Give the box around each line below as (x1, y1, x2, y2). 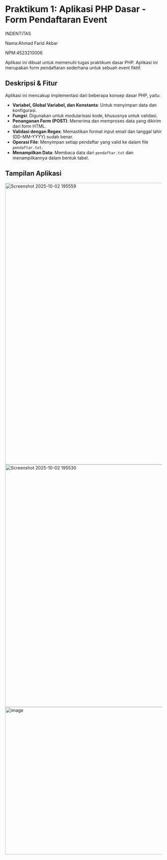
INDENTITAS (5, 30, 31, 36)
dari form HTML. (12, 123, 46, 129)
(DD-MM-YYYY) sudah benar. (12, 133, 74, 140)
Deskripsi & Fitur (5, 79, 58, 88)
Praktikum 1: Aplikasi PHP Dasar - (5, 3, 146, 15)
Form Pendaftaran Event (5, 14, 108, 25)
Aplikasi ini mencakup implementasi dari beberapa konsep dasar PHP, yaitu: (5, 92, 161, 98)
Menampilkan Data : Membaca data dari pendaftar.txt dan (12, 149, 134, 155)
